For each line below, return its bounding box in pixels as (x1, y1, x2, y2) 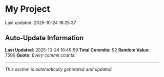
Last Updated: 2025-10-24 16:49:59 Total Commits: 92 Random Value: (5, 47, 150, 52)
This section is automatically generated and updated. (5, 66, 113, 72)
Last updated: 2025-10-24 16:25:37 (5, 20, 77, 26)
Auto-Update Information (5, 34, 84, 42)
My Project (5, 3, 50, 15)
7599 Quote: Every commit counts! (5, 52, 76, 58)
